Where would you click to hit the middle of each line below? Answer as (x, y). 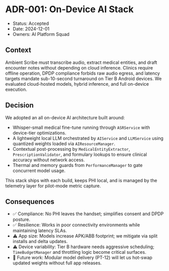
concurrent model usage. (39, 171)
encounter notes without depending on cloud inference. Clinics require (79, 67)
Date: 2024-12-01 (31, 28)
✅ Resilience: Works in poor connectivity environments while (76, 225)
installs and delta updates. (40, 242)
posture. (21, 220)
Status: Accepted (31, 23)
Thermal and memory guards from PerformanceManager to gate (78, 165)
